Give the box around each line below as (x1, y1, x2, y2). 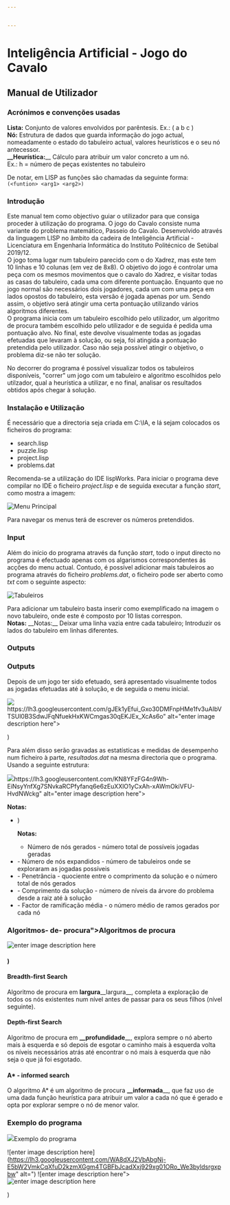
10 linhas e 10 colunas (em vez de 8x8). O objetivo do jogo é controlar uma (7, 262, 218, 271)
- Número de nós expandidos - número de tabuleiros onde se (16, 857, 191, 866)
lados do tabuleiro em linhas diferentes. (7, 626, 119, 634)
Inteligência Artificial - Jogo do (7, 45, 187, 60)
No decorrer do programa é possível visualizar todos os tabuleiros (7, 363, 194, 372)
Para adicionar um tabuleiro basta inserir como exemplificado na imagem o (7, 604, 219, 612)
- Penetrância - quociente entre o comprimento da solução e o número (16, 872, 218, 880)
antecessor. (7, 145, 41, 153)
